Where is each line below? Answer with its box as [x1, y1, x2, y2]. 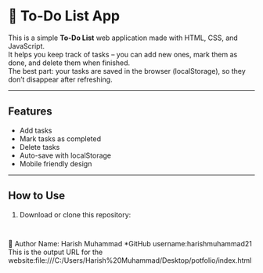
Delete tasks [19, 142, 60, 151]
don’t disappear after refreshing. [8, 75, 113, 84]
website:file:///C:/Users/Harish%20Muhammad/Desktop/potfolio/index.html [8, 256, 252, 265]
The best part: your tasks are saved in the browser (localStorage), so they [8, 66, 247, 75]
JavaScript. [8, 41, 45, 50]
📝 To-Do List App [8, 7, 120, 25]
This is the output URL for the [8, 247, 103, 257]
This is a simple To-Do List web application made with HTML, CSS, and [8, 33, 239, 42]
